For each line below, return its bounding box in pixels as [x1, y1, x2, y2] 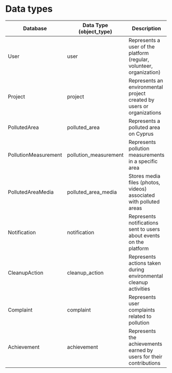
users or [128, 102, 148, 110]
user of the [128, 43, 155, 50]
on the [128, 238, 144, 245]
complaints [128, 306, 155, 313]
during [128, 266, 144, 273]
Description [132, 25, 161, 32]
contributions [128, 359, 161, 366]
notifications [128, 219, 159, 226]
